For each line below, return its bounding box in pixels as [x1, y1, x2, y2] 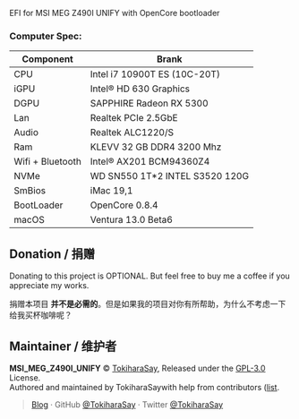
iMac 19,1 [90, 184, 133, 197]
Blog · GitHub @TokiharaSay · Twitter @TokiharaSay [30, 398, 224, 410]
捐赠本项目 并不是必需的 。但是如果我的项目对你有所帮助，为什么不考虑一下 [9, 299, 286, 310]
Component [21, 53, 73, 65]
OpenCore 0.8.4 [90, 199, 158, 211]
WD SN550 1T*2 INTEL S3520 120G [90, 170, 249, 183]
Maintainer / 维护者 [9, 338, 117, 354]
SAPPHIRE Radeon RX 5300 [90, 98, 209, 110]
